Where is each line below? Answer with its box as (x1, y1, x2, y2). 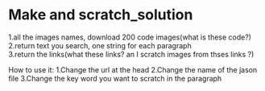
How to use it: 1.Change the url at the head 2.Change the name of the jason (8, 64, 258, 74)
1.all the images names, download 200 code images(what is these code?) (8, 32, 252, 42)
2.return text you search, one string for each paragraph (8, 40, 192, 50)
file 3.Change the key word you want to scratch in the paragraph (8, 73, 222, 83)
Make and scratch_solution (8, 6, 193, 24)
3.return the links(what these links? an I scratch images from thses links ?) (8, 49, 255, 59)
